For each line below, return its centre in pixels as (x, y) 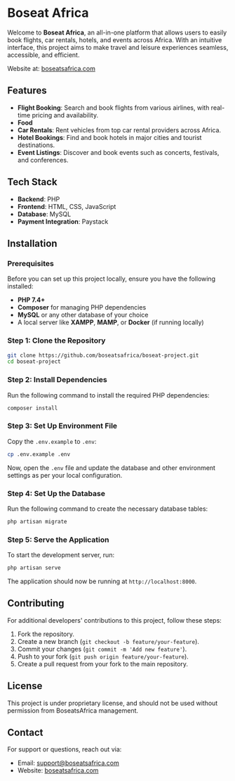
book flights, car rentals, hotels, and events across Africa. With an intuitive (115, 39)
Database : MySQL (44, 214)
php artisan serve (34, 568)
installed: (20, 286)
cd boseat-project (34, 362)
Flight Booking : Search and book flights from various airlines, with (113, 108)
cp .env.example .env (39, 454)
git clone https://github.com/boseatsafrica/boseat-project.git (103, 355)
